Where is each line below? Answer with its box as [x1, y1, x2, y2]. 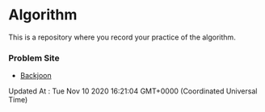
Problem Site [8, 52, 60, 64]
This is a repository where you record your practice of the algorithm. [8, 32, 236, 42]
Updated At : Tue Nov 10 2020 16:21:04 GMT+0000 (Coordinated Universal [8, 86, 258, 96]
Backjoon [19, 71, 52, 81]
